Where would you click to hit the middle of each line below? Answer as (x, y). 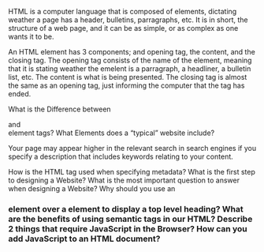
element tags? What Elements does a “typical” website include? (112, 133)
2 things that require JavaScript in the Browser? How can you (128, 228)
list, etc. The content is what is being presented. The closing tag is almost (128, 77)
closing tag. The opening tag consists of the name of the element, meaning (130, 60)
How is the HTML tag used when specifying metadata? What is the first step (132, 172)
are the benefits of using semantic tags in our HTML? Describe (130, 219)
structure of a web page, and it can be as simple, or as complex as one (123, 28)
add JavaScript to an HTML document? (84, 239)
